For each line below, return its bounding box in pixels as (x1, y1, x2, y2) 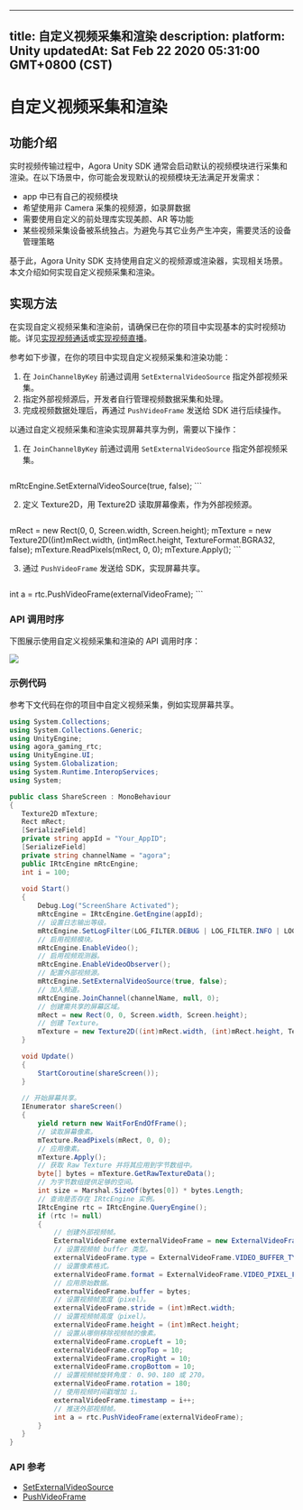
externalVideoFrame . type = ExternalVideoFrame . (53, 1254, 236, 1263)
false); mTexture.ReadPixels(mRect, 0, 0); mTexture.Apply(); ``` (9, 544, 242, 555)
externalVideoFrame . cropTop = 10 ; (53, 1346, 183, 1355)
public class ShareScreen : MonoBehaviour (9, 792, 171, 801)
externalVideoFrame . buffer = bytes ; (53, 1287, 192, 1296)
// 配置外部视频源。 (37, 968, 104, 977)
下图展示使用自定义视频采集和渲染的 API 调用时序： (9, 635, 201, 646)
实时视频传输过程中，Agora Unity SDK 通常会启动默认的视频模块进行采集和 (9, 161, 288, 171)
